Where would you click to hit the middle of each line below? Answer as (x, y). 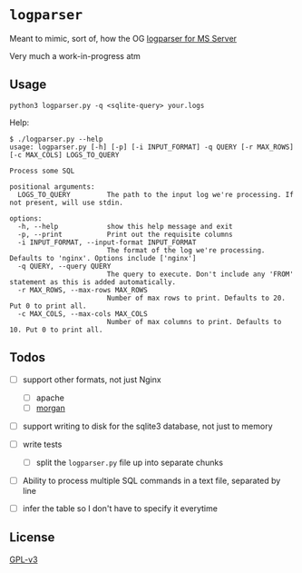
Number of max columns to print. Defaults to (194, 321)
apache (50, 398)
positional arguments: (52, 187)
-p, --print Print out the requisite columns (125, 234)
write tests (42, 444)
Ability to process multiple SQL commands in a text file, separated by (151, 480)
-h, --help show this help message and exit (125, 226)
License (32, 538)
